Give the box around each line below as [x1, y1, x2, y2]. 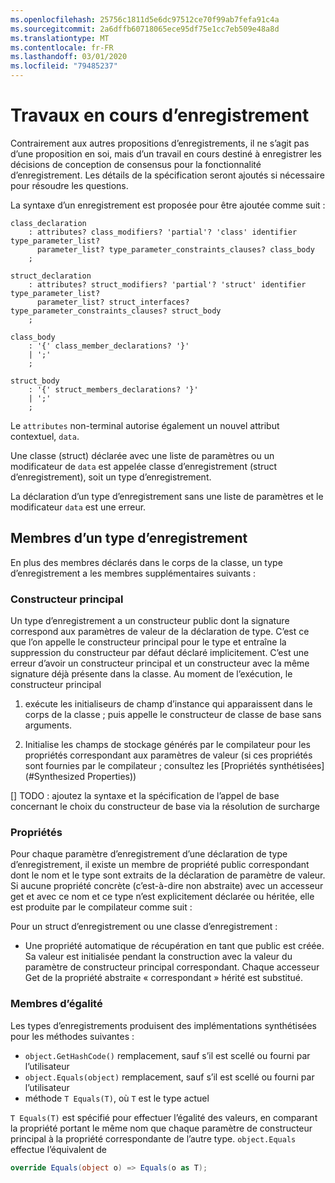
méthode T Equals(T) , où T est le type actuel [24, 1092, 210, 1104]
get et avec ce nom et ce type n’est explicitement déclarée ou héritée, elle [10, 891, 315, 903]
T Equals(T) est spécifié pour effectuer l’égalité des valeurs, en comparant [10, 1111, 318, 1123]
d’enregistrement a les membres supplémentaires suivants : [10, 567, 257, 579]
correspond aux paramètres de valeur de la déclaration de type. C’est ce [10, 626, 310, 638]
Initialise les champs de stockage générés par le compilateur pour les [24, 739, 311, 751]
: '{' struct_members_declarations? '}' [28, 384, 199, 395]
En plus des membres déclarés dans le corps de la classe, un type [10, 556, 283, 568]
